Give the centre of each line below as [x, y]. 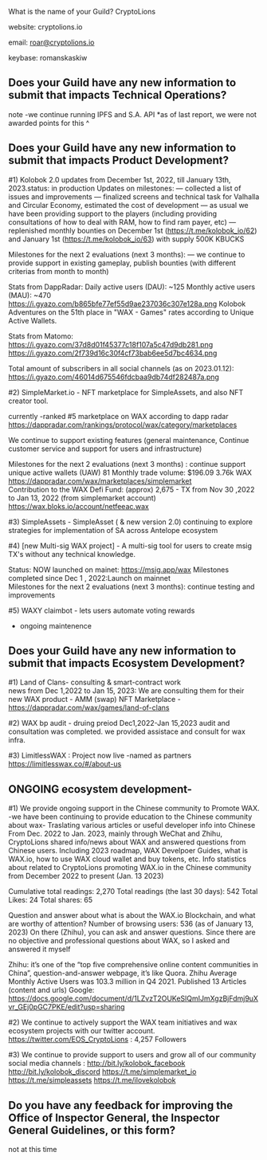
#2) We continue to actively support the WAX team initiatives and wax [123, 1022]
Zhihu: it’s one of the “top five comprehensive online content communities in [133, 965]
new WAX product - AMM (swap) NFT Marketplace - [94, 700]
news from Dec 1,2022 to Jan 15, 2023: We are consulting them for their [126, 691]
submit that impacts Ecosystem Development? [127, 663]
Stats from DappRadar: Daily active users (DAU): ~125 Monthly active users [132, 287]
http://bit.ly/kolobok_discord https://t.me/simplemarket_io [102, 1072]
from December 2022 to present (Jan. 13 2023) [86, 876]
